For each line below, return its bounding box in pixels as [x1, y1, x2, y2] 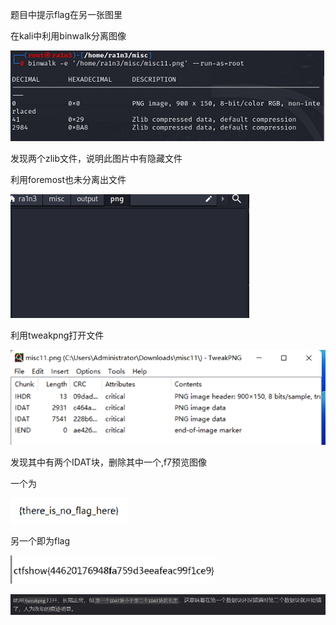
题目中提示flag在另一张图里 [10, 9, 123, 20]
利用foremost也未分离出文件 [10, 174, 127, 185]
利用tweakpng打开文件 [10, 329, 105, 341]
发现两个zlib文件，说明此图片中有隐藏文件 [10, 153, 183, 164]
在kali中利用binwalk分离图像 [10, 30, 127, 42]
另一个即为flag [10, 534, 71, 547]
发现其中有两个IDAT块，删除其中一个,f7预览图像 [10, 456, 208, 468]
